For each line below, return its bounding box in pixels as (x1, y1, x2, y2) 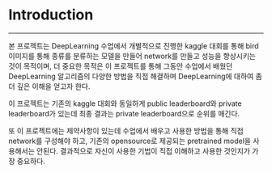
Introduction (8, 6, 94, 24)
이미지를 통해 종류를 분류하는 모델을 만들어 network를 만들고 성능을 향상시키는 (8, 51, 257, 61)
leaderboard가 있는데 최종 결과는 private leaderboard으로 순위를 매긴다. (8, 108, 240, 118)
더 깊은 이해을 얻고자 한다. (8, 81, 91, 91)
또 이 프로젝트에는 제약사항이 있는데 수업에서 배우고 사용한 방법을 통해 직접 (8, 125, 244, 135)
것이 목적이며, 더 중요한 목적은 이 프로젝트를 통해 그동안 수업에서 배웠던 (8, 61, 233, 70)
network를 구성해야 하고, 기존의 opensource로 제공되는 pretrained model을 (8, 136, 251, 146)
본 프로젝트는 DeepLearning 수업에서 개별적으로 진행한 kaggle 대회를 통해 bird (8, 40, 259, 50)
